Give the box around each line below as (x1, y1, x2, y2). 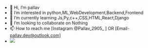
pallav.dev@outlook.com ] (9, 32, 61, 38)
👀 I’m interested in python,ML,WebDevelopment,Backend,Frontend (9, 10, 144, 16)
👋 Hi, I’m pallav (9, 5, 40, 10)
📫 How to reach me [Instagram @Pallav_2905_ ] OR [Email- (9, 26, 130, 31)
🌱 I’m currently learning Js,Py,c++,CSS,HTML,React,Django (9, 15, 129, 20)
